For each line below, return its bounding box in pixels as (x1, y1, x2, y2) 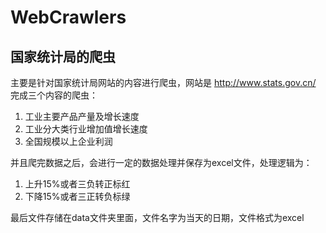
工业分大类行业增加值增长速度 (24, 123, 148, 135)
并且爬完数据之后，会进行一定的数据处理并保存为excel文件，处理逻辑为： (10, 157, 313, 168)
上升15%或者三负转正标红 (24, 178, 131, 190)
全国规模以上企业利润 (24, 136, 113, 147)
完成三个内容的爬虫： (10, 89, 98, 101)
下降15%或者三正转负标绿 (24, 191, 131, 202)
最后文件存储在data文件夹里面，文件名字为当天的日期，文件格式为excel (10, 212, 305, 223)
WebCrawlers (10, 6, 127, 29)
